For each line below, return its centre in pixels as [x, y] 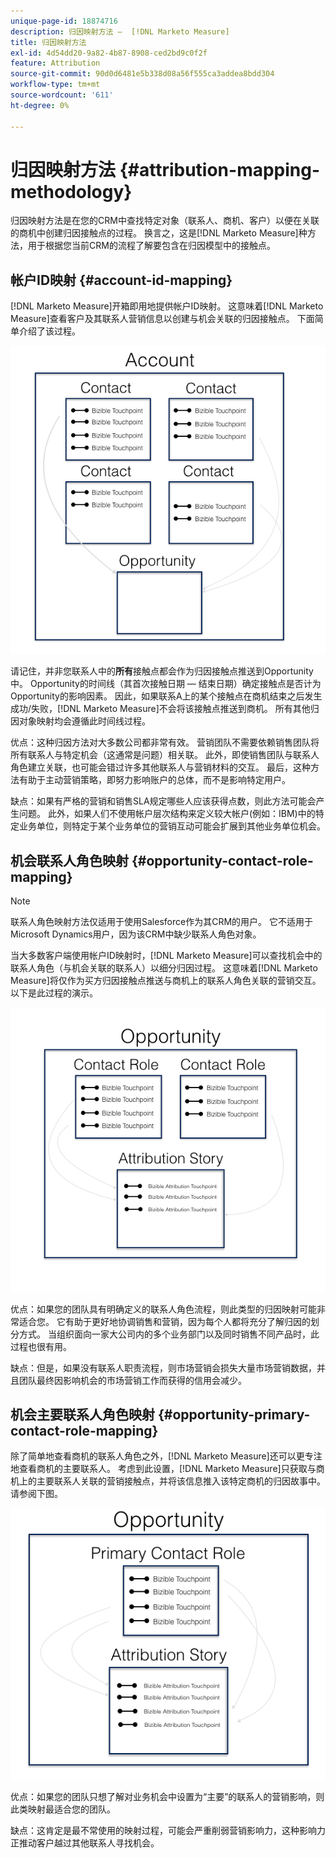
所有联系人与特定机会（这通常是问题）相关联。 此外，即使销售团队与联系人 [165, 755]
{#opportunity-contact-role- [222, 860]
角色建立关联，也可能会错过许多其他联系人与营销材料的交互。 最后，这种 [160, 767]
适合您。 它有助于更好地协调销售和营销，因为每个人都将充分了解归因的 [164, 1321]
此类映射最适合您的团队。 [63, 1809]
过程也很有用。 [41, 1346]
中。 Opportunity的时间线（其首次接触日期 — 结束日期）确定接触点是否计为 [166, 684]
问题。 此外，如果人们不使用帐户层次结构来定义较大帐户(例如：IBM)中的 [167, 814]
